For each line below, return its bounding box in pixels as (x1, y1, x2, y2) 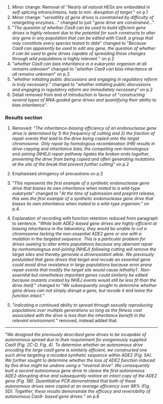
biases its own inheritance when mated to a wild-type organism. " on (12, 201, 149, 207)
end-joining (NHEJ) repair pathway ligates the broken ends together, (12, 151, 150, 157)
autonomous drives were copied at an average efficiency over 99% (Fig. (5, 383, 150, 389)
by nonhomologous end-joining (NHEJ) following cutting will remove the (12, 246, 157, 252)
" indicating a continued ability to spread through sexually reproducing (12, 302, 153, 308)
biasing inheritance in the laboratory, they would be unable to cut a (12, 226, 147, 232)
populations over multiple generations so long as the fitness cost (12, 307, 142, 313)
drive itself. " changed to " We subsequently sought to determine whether (12, 283, 157, 288)
